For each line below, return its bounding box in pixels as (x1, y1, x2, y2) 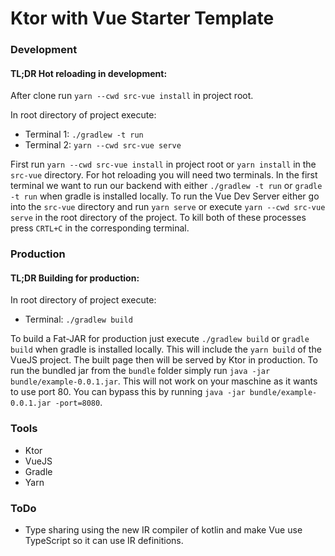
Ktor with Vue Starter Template (10, 7, 275, 30)
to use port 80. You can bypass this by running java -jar (10, 386, 246, 398)
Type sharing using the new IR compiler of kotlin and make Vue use (24, 524, 303, 536)
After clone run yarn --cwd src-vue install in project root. (10, 90, 254, 102)
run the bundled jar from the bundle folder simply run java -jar (10, 365, 271, 377)
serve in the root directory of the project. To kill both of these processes (10, 212, 307, 224)
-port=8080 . (54, 397, 103, 409)
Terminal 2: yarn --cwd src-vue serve (24, 139, 182, 151)
